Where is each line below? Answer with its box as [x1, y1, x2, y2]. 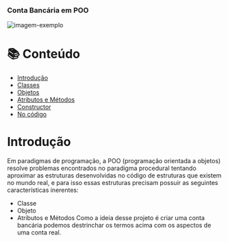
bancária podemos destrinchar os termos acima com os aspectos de [16, 221, 212, 230]
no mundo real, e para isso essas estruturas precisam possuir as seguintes [7, 179, 218, 187]
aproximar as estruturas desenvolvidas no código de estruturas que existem [7, 171, 222, 180]
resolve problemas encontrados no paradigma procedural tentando [7, 164, 197, 173]
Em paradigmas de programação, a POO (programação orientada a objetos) [7, 157, 221, 165]
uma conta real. [16, 228, 62, 237]
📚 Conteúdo [7, 47, 81, 62]
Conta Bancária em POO [7, 5, 89, 15]
